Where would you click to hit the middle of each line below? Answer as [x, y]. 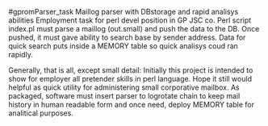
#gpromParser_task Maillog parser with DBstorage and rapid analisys [124, 12]
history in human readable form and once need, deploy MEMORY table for [131, 105]
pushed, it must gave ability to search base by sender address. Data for [127, 37]
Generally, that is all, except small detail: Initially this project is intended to [131, 70]
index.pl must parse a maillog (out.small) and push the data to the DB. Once [134, 29]
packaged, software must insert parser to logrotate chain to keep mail [124, 96]
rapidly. [21, 55]
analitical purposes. [41, 113]
